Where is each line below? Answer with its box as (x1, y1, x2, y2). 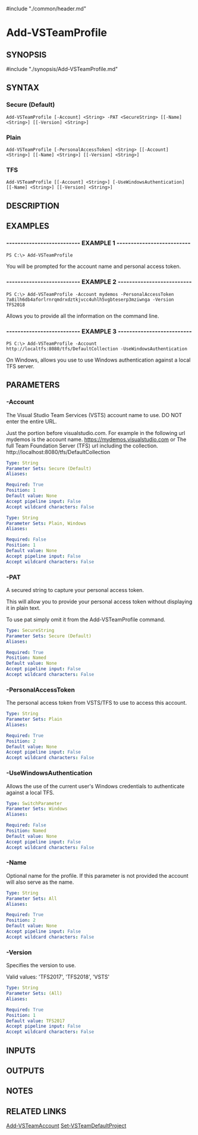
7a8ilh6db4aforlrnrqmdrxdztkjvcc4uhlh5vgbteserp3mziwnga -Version (6, 297, 174, 303)
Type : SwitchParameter (6, 800, 62, 806)
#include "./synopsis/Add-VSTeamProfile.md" (6, 66, 118, 72)
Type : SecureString (6, 627, 55, 633)
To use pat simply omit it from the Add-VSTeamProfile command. (6, 616, 165, 623)
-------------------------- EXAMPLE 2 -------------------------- (6, 277, 192, 286)
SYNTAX (6, 83, 40, 93)
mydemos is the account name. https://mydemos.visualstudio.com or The (6, 436, 187, 443)
